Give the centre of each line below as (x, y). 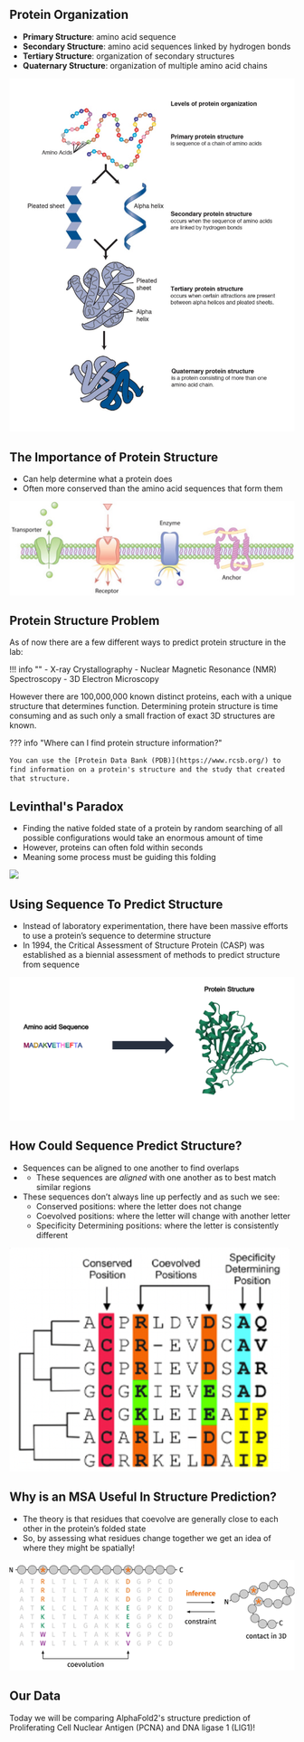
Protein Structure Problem (85, 620)
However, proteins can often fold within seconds (113, 847)
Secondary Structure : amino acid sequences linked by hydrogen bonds (157, 46)
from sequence (51, 964)
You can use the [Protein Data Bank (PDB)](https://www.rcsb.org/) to (145, 761)
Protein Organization (69, 15)
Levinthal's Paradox (66, 806)
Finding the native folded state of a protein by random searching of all (152, 828)
